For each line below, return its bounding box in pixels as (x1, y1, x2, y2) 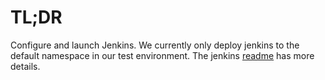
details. (10, 60, 41, 72)
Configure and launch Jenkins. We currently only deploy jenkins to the (10, 39, 300, 51)
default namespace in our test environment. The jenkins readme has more (10, 49, 315, 61)
